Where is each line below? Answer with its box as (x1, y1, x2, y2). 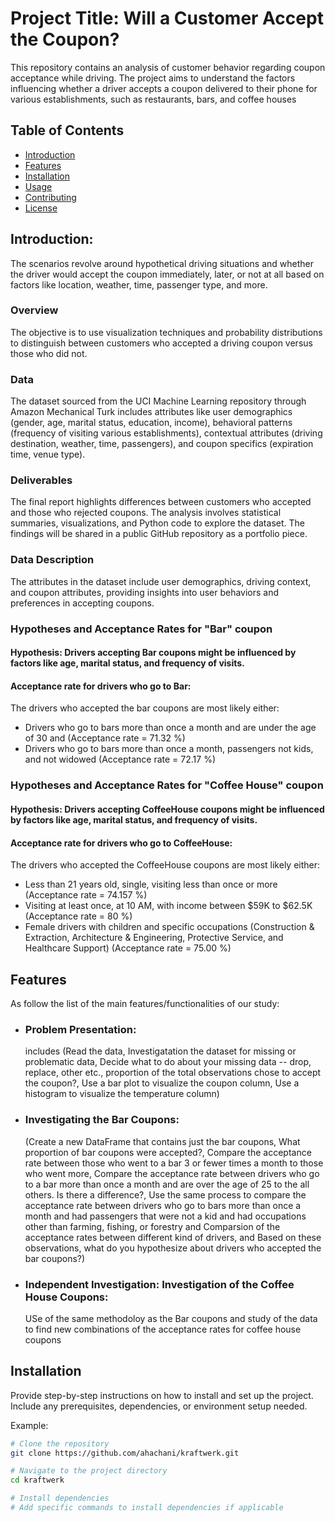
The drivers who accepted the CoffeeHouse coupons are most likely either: (10, 859, 321, 871)
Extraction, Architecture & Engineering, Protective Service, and (24, 932, 284, 944)
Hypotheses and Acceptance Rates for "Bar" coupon (10, 622, 273, 636)
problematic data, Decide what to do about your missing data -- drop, (24, 1056, 312, 1068)
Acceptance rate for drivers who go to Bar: (10, 680, 192, 692)
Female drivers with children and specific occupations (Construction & (24, 921, 315, 933)
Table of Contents (10, 122, 125, 139)
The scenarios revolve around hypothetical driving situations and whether (10, 257, 314, 269)
